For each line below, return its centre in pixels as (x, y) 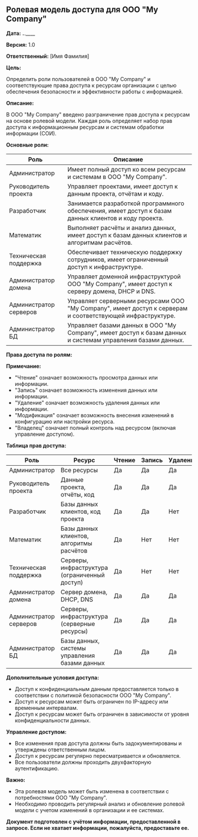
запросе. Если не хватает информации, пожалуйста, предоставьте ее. (98, 828)
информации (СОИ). (32, 133)
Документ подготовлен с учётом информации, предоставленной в (93, 822)
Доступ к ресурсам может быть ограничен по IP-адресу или (91, 701)
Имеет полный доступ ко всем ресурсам (126, 169)
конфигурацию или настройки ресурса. (65, 421)
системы (73, 648)
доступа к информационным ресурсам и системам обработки (85, 127)
